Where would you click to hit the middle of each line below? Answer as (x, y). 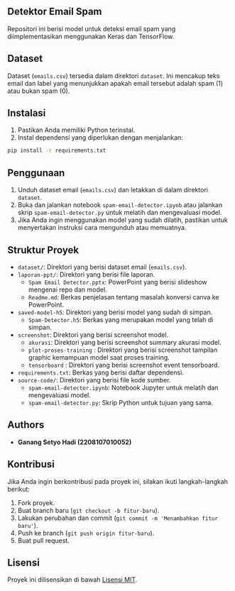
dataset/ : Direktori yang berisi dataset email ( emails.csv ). (102, 267)
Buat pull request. (43, 540)
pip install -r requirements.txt (57, 151)
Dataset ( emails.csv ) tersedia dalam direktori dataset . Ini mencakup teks (114, 76)
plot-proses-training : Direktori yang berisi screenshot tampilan (123, 350)
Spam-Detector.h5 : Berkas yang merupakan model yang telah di (121, 319)
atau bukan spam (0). (39, 91)
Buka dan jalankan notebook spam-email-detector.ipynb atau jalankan (120, 205)
